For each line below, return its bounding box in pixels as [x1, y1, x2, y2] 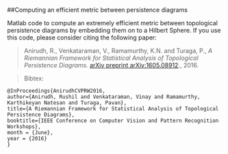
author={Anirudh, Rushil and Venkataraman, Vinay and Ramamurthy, [7, 93, 201, 100]
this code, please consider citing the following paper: [7, 33, 157, 42]
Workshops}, [7, 123, 41, 130]
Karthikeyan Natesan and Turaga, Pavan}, [7, 99, 127, 106]
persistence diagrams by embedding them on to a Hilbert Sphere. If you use [7, 27, 221, 34]
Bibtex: [23, 74, 44, 82]
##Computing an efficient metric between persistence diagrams [7, 6, 188, 14]
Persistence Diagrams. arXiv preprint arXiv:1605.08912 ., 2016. [23, 61, 199, 69]
